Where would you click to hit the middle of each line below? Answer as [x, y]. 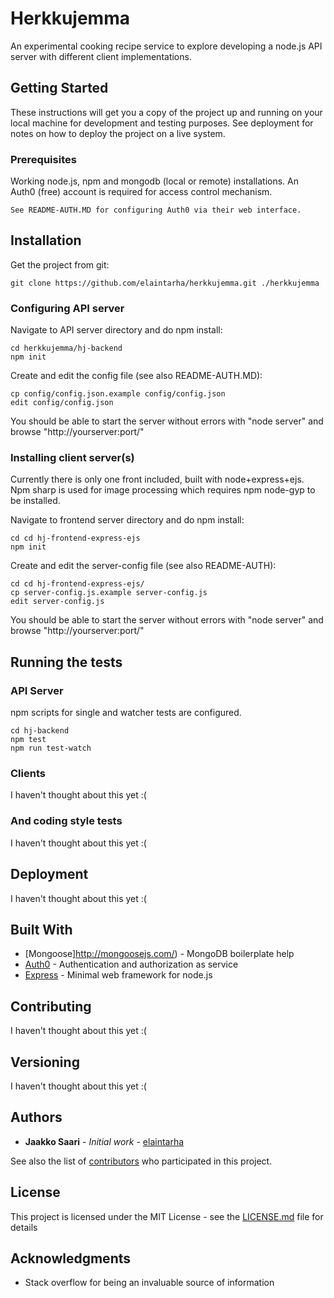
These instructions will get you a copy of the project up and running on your [166, 112]
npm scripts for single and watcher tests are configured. [126, 713]
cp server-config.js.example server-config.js [109, 593]
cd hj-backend [40, 731]
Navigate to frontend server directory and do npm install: [127, 520]
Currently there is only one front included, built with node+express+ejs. [157, 479]
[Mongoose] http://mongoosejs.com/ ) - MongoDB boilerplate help [159, 954]
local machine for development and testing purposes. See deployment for [162, 123]
